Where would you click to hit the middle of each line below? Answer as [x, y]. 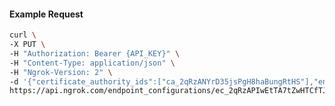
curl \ [23, 35]
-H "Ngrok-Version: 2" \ [61, 72]
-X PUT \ [27, 45]
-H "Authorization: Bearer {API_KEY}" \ [95, 53]
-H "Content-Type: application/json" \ [92, 63]
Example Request [46, 14]
